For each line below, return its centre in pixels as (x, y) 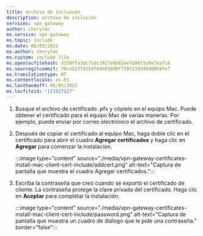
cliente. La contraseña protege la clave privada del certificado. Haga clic (106, 189)
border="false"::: (36, 227)
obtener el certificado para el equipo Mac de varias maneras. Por (97, 115)
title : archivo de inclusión (43, 12)
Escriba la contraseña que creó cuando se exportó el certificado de (100, 183)
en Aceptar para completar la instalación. (67, 196)
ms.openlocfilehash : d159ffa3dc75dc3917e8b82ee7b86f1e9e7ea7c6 (88, 63)
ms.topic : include (30, 40)
